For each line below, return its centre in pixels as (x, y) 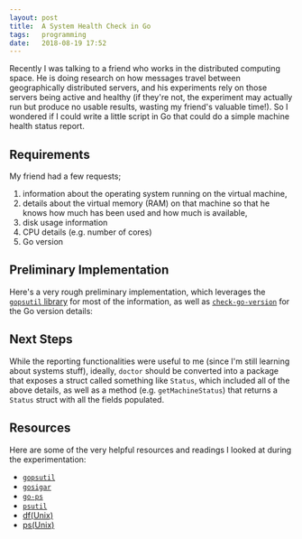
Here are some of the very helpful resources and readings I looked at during (151, 450)
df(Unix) (38, 515)
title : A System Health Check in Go (80, 26)
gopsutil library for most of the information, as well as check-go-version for (150, 301)
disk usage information (65, 223)
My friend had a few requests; (65, 176)
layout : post (34, 18)
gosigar (37, 487)
